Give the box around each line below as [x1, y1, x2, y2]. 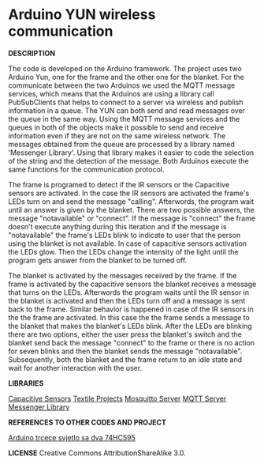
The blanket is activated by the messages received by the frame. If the [8, 270, 237, 280]
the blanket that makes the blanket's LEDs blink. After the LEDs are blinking [8, 321, 252, 330]
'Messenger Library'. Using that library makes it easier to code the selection [8, 148, 255, 157]
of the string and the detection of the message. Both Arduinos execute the [8, 156, 250, 165]
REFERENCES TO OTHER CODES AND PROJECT [8, 417, 167, 427]
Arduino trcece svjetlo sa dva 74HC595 [8, 432, 136, 442]
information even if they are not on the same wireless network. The [8, 130, 226, 140]
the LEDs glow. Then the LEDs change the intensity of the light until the [8, 247, 239, 256]
